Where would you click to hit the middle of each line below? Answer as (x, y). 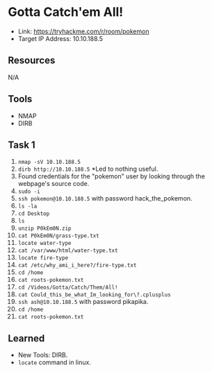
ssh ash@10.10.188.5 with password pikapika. (83, 302)
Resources (32, 61)
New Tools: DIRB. (43, 355)
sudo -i (29, 192)
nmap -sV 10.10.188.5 (49, 162)
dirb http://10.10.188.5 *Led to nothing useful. (88, 169)
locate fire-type (43, 258)
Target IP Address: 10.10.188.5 (60, 38)
